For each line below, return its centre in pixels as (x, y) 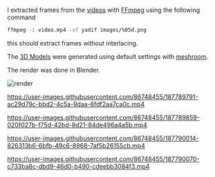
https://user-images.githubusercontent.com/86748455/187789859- (104, 118)
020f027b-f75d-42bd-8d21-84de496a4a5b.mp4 (77, 124)
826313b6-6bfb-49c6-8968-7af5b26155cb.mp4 (76, 145)
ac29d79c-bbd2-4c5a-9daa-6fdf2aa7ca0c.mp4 (76, 104)
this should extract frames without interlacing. (73, 43)
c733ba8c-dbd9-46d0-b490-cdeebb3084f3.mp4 (78, 166)
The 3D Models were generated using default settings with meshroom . (108, 56)
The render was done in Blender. (54, 70)
